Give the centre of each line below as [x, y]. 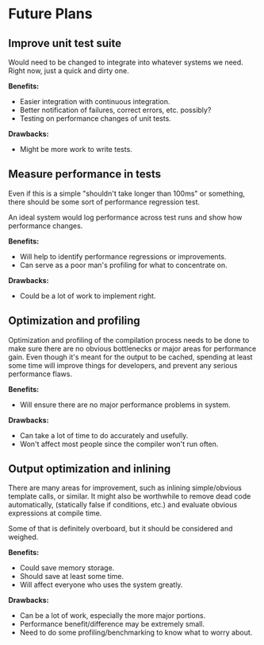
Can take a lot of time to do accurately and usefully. [104, 435]
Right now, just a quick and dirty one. [69, 71]
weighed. [23, 537]
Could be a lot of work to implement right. [88, 296]
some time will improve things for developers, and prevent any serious [123, 365]
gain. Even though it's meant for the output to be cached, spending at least [130, 357]
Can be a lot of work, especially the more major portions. [113, 616]
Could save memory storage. [67, 568]
